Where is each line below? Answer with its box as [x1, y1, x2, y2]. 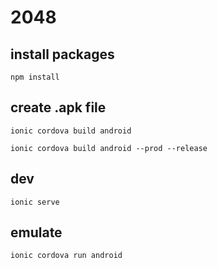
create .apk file [10, 99, 107, 116]
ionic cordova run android [10, 251, 123, 261]
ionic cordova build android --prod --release [10, 143, 208, 153]
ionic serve [10, 197, 60, 207]
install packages [10, 46, 115, 63]
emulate [10, 224, 63, 241]
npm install [10, 72, 60, 82]
